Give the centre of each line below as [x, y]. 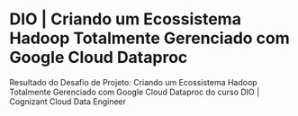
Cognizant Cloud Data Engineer [68, 101]
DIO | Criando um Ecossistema [125, 19]
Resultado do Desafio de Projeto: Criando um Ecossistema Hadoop [134, 82]
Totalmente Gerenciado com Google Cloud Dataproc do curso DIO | [135, 92]
